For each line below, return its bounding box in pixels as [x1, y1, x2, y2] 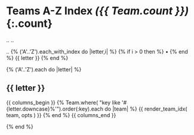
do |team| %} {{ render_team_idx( [104, 105, 187, 112]
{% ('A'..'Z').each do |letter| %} [6, 65, 82, 73]
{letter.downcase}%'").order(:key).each [6, 105, 103, 112]
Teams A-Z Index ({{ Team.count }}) [6, 4, 189, 18]
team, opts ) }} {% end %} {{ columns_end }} [6, 111, 116, 118]
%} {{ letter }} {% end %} [6, 54, 69, 61]
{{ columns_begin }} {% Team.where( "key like [6, 99, 121, 106]
